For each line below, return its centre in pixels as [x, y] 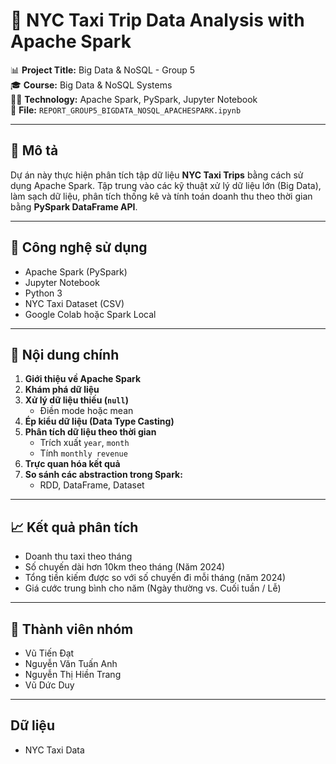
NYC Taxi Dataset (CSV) [74, 303]
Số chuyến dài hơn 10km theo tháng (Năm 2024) [125, 567]
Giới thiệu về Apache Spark [83, 379]
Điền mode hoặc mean [86, 411]
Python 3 [43, 293]
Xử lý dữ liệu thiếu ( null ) [76, 400]
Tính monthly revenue [83, 453]
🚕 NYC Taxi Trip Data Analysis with [157, 20]
